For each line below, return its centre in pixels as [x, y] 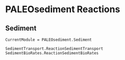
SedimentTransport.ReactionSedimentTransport [54, 49]
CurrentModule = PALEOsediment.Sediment [49, 40]
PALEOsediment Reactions [63, 9]
